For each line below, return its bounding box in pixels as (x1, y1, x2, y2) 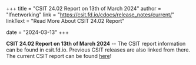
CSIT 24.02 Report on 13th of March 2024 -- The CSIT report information (6, 40, 186, 47)
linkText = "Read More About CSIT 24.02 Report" (6, 18, 125, 24)
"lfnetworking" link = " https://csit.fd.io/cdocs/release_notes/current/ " (6, 11, 175, 18)
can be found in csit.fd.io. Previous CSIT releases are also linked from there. (6, 46, 191, 53)
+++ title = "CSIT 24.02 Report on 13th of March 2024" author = (6, 5, 162, 12)
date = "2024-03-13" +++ (6, 29, 69, 36)
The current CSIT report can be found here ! (6, 53, 112, 59)
